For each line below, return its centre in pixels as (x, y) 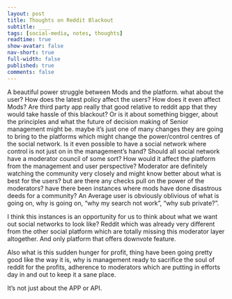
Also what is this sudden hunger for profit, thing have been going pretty (110, 252)
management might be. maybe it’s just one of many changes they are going (115, 129)
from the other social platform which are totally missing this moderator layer (116, 231)
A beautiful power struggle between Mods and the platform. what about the (116, 92)
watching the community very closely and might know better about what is (114, 173)
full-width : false (34, 59)
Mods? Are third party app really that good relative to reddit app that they (112, 107)
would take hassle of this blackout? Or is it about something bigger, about (113, 114)
